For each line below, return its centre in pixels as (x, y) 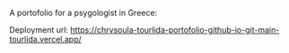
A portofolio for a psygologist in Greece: (83, 13)
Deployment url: (39, 30)
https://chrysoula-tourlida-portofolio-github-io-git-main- (175, 30)
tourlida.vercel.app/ (46, 39)
